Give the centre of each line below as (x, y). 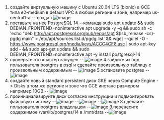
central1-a (20, 18)
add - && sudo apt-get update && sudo (49, 49)
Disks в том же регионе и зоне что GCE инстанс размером (77, 86)
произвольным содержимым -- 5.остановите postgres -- (80, 70)
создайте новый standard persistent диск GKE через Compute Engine (82, 80)
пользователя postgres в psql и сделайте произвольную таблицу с (81, 65)
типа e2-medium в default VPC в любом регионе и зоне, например (81, 12)
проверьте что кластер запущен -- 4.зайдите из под (75, 60)
